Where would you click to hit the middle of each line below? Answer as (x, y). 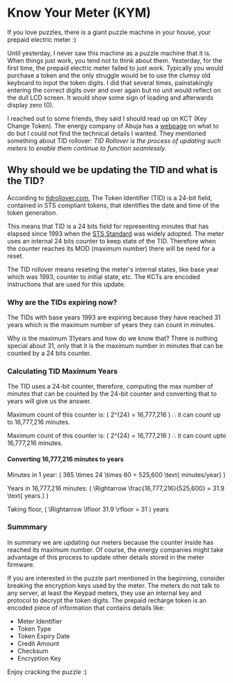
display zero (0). (31, 105)
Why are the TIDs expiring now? (62, 302)
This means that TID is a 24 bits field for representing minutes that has (108, 226)
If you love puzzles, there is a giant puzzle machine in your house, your (109, 32)
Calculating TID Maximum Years (63, 371)
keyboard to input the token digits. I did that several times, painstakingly (110, 82)
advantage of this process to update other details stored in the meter (106, 557)
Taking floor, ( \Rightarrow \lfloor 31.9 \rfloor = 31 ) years (88, 509)
